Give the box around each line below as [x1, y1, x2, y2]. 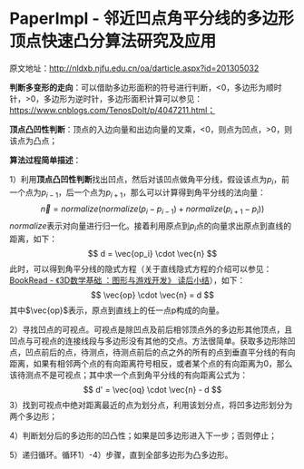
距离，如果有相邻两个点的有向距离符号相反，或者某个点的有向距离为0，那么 [9, 358, 293, 369]
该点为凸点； [9, 135, 57, 146]
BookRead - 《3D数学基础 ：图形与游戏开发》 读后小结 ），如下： [9, 275, 246, 286]
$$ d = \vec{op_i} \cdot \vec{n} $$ [87, 249, 218, 259]
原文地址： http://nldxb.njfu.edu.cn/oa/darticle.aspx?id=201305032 [9, 63, 260, 73]
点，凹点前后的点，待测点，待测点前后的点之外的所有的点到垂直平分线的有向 [9, 347, 296, 358]
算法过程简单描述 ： [9, 154, 82, 165]
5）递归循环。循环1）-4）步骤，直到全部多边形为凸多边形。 [9, 450, 233, 461]
